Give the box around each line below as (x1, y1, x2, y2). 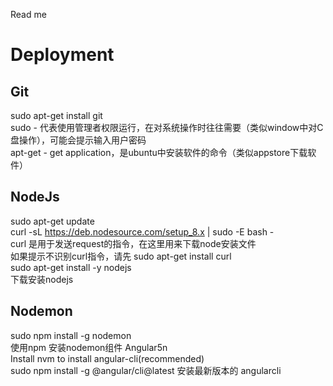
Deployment (10, 44, 115, 66)
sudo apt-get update (10, 215, 95, 227)
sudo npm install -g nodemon (10, 329, 132, 341)
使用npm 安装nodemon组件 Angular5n (10, 341, 168, 353)
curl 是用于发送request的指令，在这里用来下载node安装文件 (10, 237, 257, 249)
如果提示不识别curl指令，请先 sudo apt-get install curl (10, 250, 232, 262)
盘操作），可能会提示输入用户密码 (10, 134, 147, 146)
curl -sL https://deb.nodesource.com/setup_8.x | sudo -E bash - (10, 225, 275, 238)
